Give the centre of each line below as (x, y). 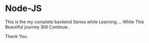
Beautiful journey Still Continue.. (37, 27)
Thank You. (17, 36)
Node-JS (24, 8)
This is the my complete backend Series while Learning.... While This (75, 22)
